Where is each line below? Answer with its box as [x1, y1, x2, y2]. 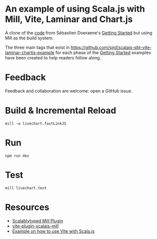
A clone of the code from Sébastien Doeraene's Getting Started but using [5, 30, 153, 36]
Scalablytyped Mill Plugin [12, 218, 63, 223]
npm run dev [5, 153, 29, 158]
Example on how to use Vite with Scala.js [12, 228, 95, 234]
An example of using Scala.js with [5, 3, 145, 15]
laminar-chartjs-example [5, 50, 55, 55]
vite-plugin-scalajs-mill [12, 223, 59, 229]
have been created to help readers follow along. [5, 55, 101, 60]
